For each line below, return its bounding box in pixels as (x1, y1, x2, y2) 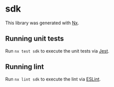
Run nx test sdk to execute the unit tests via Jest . (5, 48, 109, 54)
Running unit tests (5, 34, 64, 43)
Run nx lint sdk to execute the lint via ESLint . (5, 76, 101, 82)
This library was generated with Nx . (5, 20, 79, 26)
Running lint (5, 63, 44, 71)
